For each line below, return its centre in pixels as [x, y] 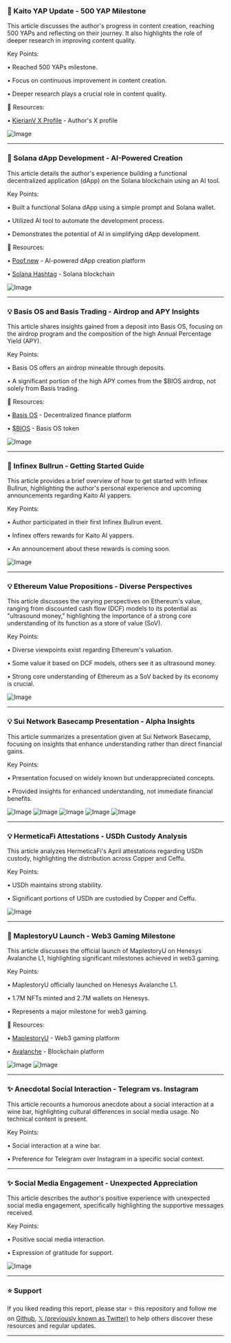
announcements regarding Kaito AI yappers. [69, 495]
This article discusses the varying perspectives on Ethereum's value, [104, 601]
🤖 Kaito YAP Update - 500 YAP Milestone [77, 11]
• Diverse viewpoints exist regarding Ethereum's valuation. [90, 650]
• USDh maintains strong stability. [55, 885]
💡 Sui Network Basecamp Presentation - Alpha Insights [101, 722]
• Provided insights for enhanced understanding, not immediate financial [110, 791]
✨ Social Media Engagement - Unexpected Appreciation [102, 1183]
